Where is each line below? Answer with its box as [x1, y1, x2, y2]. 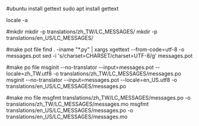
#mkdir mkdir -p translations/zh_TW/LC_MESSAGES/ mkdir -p [6, 28, 158, 35]
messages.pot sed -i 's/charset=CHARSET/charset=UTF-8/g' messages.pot [6, 52, 193, 59]
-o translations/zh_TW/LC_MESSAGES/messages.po [53, 70, 182, 77]
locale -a [6, 17, 28, 23]
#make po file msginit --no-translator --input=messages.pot [6, 64, 154, 71]
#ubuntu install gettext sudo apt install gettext [6, 5, 119, 12]
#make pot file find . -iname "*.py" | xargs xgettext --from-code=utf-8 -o [6, 46, 185, 53]
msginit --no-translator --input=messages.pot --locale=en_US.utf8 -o [6, 77, 178, 83]
